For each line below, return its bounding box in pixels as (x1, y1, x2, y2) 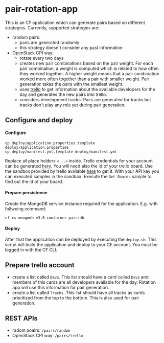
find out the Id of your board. (5, 179, 64, 184)
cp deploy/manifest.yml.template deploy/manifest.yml (5, 149, 117, 154)
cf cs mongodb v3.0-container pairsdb (5, 215, 84, 220)
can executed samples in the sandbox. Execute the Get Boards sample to (5, 173, 152, 179)
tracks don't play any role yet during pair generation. (19, 102, 126, 108)
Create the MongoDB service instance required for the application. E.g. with (5, 201, 158, 206)
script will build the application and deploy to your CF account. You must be (5, 241, 158, 248)
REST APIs (5, 314, 38, 322)
